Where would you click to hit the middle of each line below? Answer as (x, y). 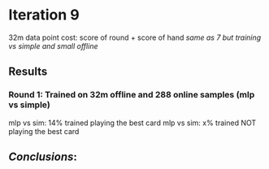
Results (28, 72)
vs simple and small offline (53, 45)
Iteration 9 (44, 15)
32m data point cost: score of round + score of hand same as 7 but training (135, 37)
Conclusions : (43, 157)
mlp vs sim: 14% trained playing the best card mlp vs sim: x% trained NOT (132, 123)
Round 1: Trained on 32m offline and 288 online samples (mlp (132, 95)
